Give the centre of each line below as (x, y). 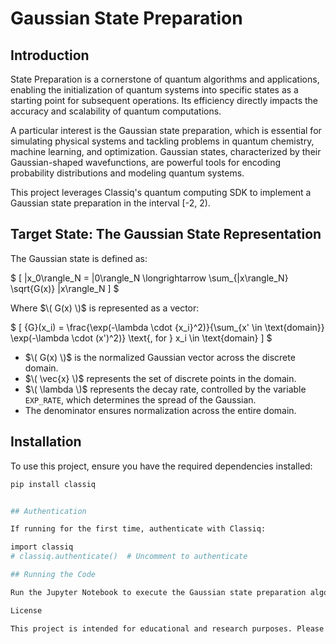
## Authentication (48, 511)
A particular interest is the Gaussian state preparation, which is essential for (166, 130)
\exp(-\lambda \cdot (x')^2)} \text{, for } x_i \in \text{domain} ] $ (141, 338)
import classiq (42, 547)
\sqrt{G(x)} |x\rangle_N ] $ (65, 288)
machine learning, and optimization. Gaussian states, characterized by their (166, 151)
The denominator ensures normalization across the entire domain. (160, 410)
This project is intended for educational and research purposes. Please (167, 628)
